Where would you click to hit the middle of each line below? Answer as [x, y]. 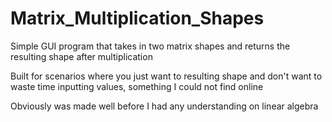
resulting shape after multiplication [81, 56]
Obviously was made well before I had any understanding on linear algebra [164, 106]
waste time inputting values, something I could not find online [137, 86]
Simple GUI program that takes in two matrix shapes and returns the [150, 46]
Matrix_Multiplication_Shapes [137, 18]
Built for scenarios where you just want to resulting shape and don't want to [166, 76]
